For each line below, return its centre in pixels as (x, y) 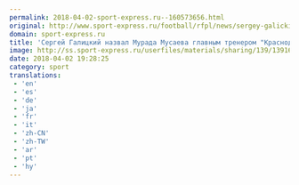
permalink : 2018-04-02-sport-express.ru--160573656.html (117, 17)
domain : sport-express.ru (57, 34)
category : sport (39, 68)
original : (28, 26)
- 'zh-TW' (31, 141)
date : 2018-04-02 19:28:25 (59, 59)
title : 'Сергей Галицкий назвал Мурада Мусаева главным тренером (133, 42)
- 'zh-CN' (31, 133)
